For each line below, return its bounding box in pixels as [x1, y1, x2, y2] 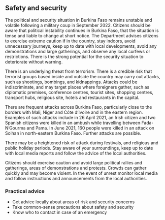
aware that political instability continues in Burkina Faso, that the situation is [5, 27, 159, 33]
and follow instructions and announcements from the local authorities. [5, 175, 147, 181]
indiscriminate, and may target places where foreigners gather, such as [5, 84, 150, 90]
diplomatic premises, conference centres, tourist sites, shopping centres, [5, 89, 154, 95]
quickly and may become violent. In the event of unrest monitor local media [5, 170, 158, 176]
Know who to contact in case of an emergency [12, 209, 107, 216]
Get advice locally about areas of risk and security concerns [12, 199, 135, 205]
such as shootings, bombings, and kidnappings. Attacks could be [5, 79, 138, 85]
